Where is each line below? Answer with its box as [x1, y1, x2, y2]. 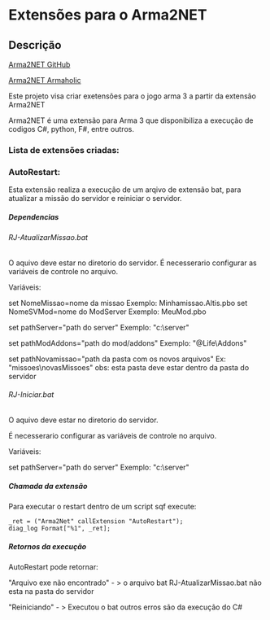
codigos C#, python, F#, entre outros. [8, 124, 134, 133]
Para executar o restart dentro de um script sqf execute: [8, 501, 197, 511]
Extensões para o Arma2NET [8, 6, 207, 24]
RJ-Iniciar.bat [8, 390, 54, 400]
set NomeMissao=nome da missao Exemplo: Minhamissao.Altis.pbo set [8, 298, 248, 308]
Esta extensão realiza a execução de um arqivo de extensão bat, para [8, 185, 242, 194]
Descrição [8, 38, 62, 52]
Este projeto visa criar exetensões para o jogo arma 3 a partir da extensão [8, 91, 256, 101]
